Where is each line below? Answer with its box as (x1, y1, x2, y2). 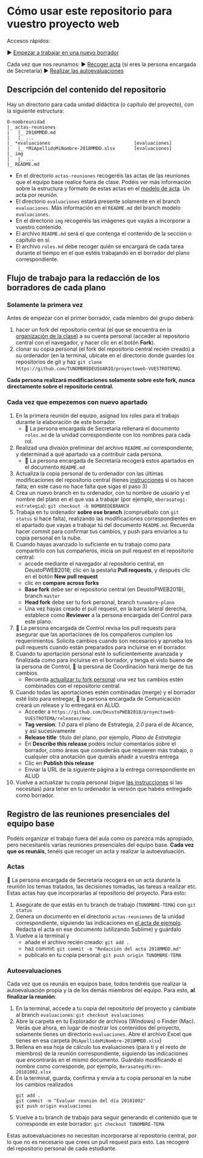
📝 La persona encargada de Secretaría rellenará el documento (24, 425, 180, 432)
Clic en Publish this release (24, 759, 94, 767)
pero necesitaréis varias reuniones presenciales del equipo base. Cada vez (7, 841, 195, 849)
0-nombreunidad (7, 119, 45, 125)
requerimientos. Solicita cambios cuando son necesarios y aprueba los (15, 637, 193, 644)
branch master (24, 592, 60, 599)
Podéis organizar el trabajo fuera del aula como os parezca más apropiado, (7, 835, 194, 842)
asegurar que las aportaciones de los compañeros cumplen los (15, 630, 173, 638)
